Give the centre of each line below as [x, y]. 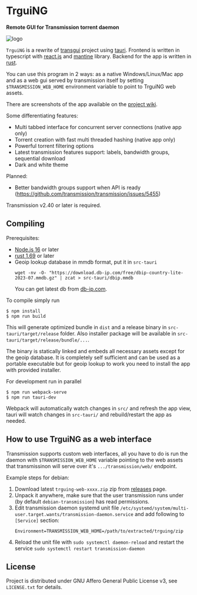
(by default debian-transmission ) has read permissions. [82, 501]
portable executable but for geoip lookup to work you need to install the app [98, 363]
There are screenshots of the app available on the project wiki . [82, 104]
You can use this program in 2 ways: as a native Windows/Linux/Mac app [95, 74]
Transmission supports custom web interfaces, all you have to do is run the [97, 453]
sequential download [40, 158]
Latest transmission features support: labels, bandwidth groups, [92, 152]
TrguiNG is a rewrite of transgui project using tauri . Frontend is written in [93, 50]
